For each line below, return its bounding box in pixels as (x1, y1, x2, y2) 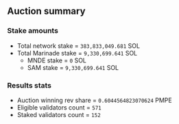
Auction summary (7, 5, 86, 17)
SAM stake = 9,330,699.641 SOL (27, 63, 119, 71)
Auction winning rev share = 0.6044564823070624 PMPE (16, 96, 173, 104)
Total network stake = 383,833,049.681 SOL (16, 41, 141, 50)
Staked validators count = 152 (16, 110, 101, 119)
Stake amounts (7, 26, 58, 36)
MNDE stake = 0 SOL (27, 56, 87, 64)
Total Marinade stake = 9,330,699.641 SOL (16, 49, 138, 57)
